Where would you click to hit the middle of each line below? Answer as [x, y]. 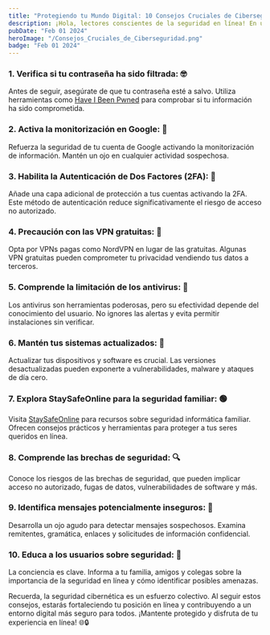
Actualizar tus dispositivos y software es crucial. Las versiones [112, 360]
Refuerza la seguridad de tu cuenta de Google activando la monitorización [131, 146]
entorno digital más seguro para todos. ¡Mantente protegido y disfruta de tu [133, 613]
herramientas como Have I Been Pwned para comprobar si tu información [130, 100]
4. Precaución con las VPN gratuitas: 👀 [85, 232]
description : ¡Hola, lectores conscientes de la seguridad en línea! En [133, 23]
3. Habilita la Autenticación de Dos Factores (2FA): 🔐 [112, 176]
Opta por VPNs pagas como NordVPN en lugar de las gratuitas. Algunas [127, 249]
